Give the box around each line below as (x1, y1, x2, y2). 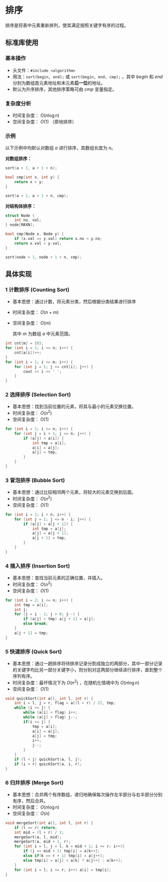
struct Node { (5, 213, 35, 218)
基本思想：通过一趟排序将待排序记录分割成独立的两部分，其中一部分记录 (12, 660, 162, 666)
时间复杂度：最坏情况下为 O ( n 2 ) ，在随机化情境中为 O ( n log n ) (12, 678, 140, 685)
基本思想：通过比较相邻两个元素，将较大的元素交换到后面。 (12, 489, 136, 495)
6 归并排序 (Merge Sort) (5, 779, 64, 786)
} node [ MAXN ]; (5, 222, 35, 227)
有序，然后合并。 (12, 797, 48, 804)
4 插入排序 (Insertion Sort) (5, 562, 70, 570)
